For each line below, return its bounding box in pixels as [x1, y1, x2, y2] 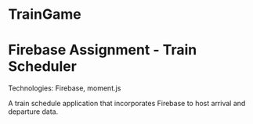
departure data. [8, 107, 59, 116]
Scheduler [8, 58, 77, 76]
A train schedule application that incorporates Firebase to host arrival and [8, 99, 246, 108]
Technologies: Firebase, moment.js [8, 83, 121, 93]
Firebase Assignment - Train [8, 41, 197, 59]
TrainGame [8, 5, 81, 23]
